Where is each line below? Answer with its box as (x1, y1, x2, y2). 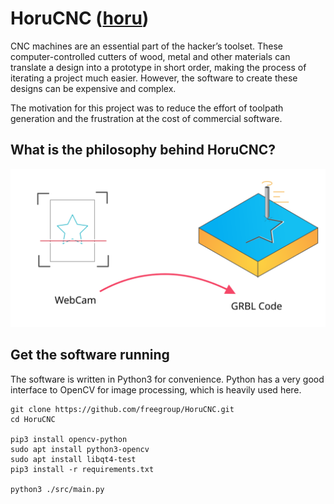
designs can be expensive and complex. (10, 82, 177, 94)
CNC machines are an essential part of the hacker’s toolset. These (10, 40, 283, 52)
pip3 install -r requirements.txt (10, 464, 155, 474)
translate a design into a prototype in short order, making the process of (10, 61, 307, 73)
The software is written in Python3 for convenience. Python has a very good (10, 373, 325, 385)
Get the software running (10, 347, 170, 364)
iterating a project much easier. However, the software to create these (10, 72, 298, 84)
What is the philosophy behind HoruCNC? (10, 142, 277, 159)
